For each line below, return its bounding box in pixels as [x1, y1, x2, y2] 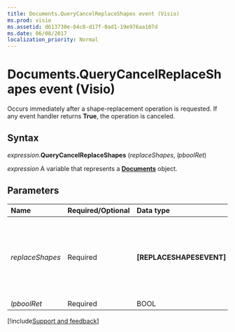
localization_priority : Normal [7, 36, 99, 43]
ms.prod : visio [7, 17, 52, 24]
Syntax [7, 132, 39, 144]
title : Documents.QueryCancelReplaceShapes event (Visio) [7, 10, 180, 18]
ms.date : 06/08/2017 [7, 29, 68, 37]
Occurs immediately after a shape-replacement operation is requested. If [7, 104, 218, 113]
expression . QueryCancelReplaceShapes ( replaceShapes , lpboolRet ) [7, 151, 207, 159]
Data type [136, 205, 170, 215]
